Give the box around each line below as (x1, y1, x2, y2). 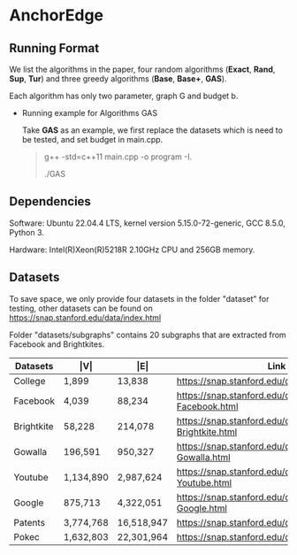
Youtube (13, 471, 49, 483)
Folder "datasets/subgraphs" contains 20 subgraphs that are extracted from (9, 329, 287, 340)
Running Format (9, 41, 100, 56)
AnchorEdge (9, 5, 104, 26)
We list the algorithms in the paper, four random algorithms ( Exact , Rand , (9, 64, 276, 74)
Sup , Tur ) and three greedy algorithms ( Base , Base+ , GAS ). (9, 73, 227, 84)
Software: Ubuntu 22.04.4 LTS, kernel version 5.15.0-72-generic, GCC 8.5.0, (9, 218, 286, 228)
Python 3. (9, 227, 44, 237)
